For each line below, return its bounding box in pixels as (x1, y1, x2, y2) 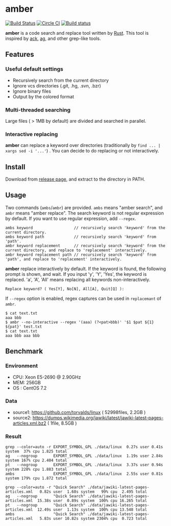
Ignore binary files (12, 88, 51, 94)
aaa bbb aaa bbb (5, 333, 40, 338)
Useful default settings (5, 65, 64, 73)
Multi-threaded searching (5, 106, 70, 113)
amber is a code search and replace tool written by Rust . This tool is (5, 30, 149, 36)
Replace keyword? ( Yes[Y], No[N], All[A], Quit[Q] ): (5, 286, 125, 292)
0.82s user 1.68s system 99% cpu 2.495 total (39, 489, 147, 494)
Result (5, 433, 22, 440)
